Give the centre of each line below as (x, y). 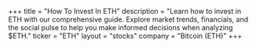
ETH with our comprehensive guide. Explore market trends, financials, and (128, 19)
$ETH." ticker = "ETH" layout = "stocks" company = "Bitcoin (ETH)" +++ (125, 36)
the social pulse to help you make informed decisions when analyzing (121, 27)
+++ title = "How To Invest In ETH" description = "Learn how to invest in (125, 11)
